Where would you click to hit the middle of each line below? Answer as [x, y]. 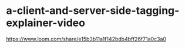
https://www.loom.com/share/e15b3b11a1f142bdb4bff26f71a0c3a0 [86, 39]
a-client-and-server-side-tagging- [93, 11]
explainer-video [46, 23]
